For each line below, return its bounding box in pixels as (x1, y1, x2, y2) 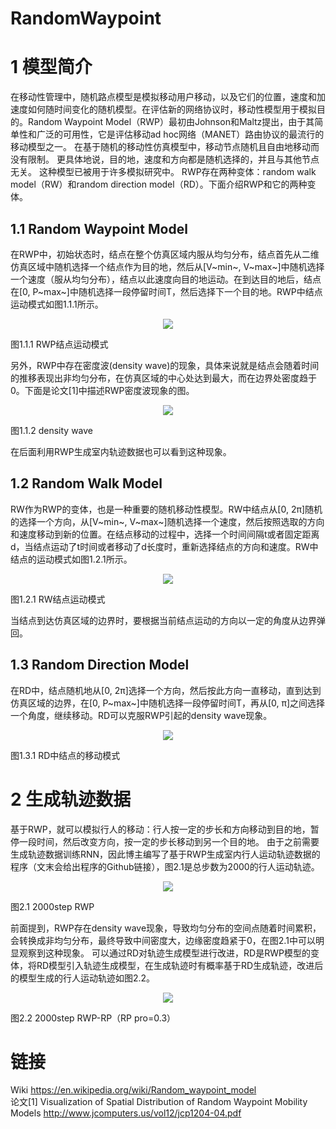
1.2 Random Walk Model (10, 475, 163, 492)
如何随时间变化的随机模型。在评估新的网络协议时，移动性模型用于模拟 (27, 103, 317, 116)
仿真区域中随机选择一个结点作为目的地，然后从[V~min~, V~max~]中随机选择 (10, 260, 325, 272)
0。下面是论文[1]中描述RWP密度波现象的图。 (10, 384, 195, 396)
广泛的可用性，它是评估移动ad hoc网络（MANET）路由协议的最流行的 (36, 128, 325, 141)
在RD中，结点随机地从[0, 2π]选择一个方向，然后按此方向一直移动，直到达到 (10, 684, 322, 696)
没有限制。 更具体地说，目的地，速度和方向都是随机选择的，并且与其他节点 (10, 153, 320, 166)
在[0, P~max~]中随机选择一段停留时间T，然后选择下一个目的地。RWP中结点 (10, 285, 323, 297)
